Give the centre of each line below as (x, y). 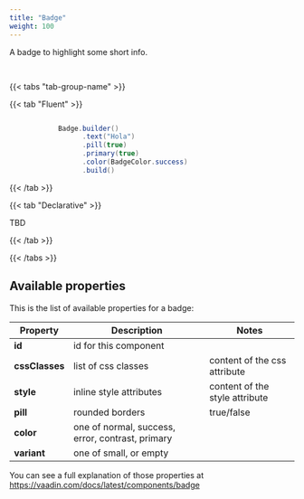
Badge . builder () (88, 128)
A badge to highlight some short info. (78, 52)
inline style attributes (118, 391)
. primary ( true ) (111, 154)
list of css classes (111, 365)
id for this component (119, 345)
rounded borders (109, 412)
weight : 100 (32, 26)
